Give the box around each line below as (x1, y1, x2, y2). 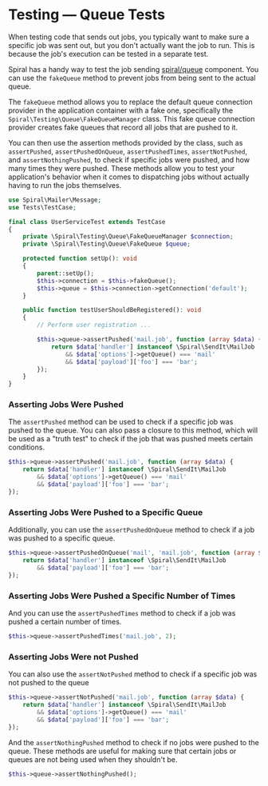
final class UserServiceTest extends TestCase (8, 217, 166, 225)
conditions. (8, 442, 45, 453)
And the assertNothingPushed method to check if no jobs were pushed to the (8, 737, 259, 747)
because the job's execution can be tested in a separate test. (8, 49, 209, 58)
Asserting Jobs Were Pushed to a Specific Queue (8, 506, 203, 517)
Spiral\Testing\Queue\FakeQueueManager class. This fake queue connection (8, 114, 255, 123)
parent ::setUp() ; (37, 269, 94, 277)
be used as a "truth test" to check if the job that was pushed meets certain (8, 434, 254, 444)
